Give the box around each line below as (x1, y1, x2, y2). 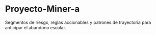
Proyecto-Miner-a (5, 3, 80, 15)
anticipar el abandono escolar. (5, 24, 66, 30)
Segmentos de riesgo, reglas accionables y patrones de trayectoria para (5, 19, 151, 25)
